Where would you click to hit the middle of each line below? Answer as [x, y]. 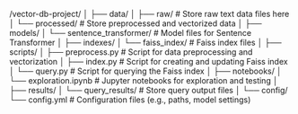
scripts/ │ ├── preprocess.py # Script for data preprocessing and [131, 52]
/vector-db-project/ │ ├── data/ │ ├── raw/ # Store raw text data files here [149, 14]
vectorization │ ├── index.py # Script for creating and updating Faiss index [149, 61]
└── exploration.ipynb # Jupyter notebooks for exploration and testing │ [144, 80]
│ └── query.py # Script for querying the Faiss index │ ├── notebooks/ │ [146, 71]
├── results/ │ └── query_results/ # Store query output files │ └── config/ [149, 90]
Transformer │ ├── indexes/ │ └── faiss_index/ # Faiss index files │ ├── [145, 42]
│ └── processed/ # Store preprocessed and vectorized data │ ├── [136, 23]
